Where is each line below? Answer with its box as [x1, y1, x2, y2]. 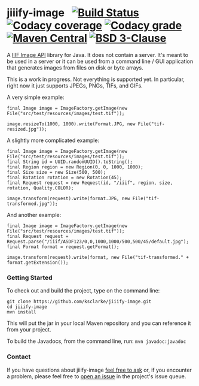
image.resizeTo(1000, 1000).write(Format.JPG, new [7, 120, 136, 127]
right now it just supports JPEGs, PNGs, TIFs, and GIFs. [7, 82, 143, 89]
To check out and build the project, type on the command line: [7, 287, 160, 294]
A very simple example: [7, 94, 65, 101]
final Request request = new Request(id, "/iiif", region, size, [7, 180, 173, 186]
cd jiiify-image [7, 304, 47, 310]
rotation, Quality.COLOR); [7, 185, 74, 191]
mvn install [7, 309, 36, 315]
